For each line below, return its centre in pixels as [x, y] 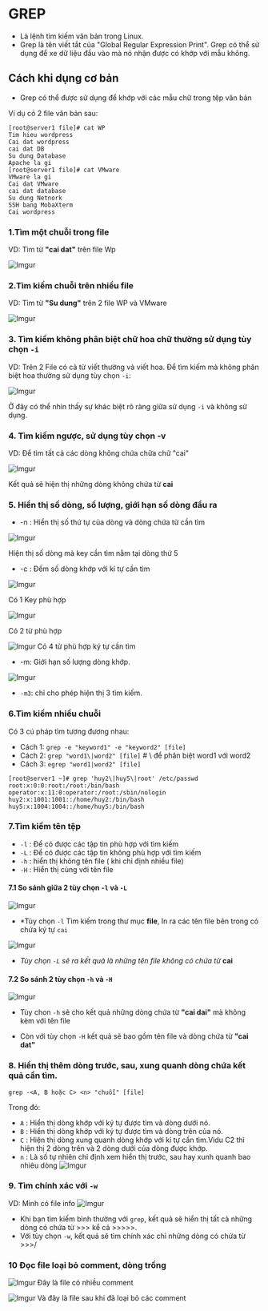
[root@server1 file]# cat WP [57, 128]
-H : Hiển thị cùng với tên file [66, 869]
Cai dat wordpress [39, 142]
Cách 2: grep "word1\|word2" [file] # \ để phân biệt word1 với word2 [135, 755]
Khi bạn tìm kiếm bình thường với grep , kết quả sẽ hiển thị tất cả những [136, 1219]
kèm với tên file [45, 1021]
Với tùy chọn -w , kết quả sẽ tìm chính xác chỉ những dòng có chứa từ [132, 1236]
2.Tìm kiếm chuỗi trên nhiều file [71, 285]
